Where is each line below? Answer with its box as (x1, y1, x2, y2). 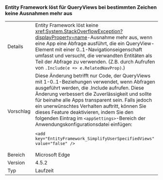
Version (7, 160, 25, 166)
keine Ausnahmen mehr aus (5, 10, 73, 17)
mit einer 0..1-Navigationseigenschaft (55, 46, 142, 53)
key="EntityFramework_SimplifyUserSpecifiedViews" (35, 136, 155, 142)
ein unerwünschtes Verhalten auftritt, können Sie (35, 103, 147, 109)
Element (35, 46, 54, 53)
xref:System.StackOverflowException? (35, 28, 123, 35)
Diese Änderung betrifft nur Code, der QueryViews (35, 72, 151, 79)
